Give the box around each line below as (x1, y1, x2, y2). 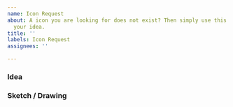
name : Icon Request (7, 10, 64, 17)
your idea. (13, 23, 45, 30)
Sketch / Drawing (7, 90, 67, 100)
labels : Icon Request (7, 36, 71, 43)
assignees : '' (7, 43, 49, 50)
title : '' (7, 29, 36, 37)
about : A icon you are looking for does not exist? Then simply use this (7, 17, 227, 24)
